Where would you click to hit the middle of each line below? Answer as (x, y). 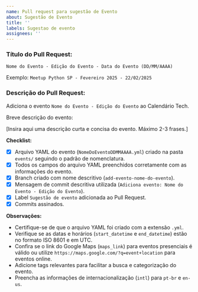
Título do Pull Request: (39, 54)
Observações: (24, 216)
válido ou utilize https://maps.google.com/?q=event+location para (95, 253)
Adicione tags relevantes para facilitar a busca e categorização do (95, 265)
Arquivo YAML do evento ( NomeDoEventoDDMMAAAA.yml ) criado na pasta (99, 152)
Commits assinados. (39, 204)
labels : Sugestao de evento (41, 28)
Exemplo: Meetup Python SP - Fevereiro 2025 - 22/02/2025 (79, 78)
